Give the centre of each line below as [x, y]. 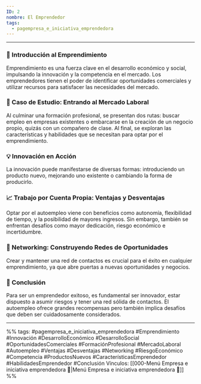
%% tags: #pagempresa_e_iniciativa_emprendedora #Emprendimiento [93, 331]
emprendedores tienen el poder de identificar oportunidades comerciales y [99, 81]
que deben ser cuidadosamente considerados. [64, 315]
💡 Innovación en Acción [41, 156]
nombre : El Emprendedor [36, 17]
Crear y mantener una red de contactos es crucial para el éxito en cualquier [99, 260]
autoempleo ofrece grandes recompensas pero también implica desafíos [96, 308]
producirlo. [20, 182]
